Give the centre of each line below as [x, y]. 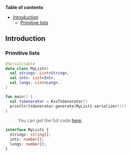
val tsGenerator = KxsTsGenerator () [49, 101]
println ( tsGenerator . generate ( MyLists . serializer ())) [68, 106]
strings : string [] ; [31, 135]
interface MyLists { [27, 130]
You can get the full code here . [50, 121]
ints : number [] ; [27, 140]
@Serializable [20, 64]
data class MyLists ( [27, 68]
